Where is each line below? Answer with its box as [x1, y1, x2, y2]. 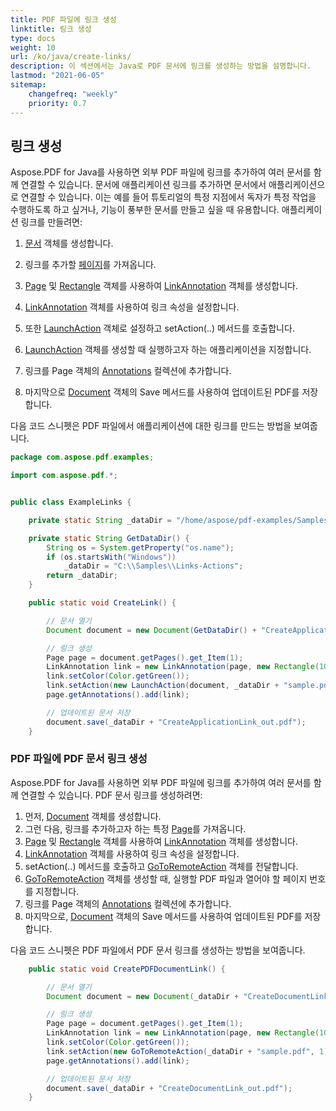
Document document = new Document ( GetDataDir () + [46, 625, 257, 635]
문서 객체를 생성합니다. [24, 237, 114, 250]
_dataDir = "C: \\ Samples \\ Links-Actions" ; [63, 561, 244, 571]
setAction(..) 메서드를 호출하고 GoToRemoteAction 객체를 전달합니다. [24, 860, 299, 872]
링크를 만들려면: [20, 216, 83, 228]
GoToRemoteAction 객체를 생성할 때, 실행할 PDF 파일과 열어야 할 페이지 [24, 872, 308, 885]
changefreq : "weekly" [28, 89, 118, 99]
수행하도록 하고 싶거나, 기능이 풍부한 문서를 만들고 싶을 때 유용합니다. [10, 204, 280, 216]
